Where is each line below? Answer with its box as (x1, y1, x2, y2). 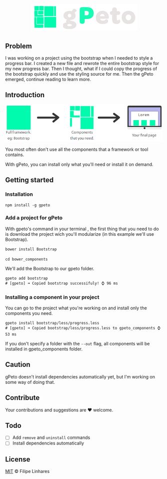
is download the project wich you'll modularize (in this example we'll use (5, 231, 154, 237)
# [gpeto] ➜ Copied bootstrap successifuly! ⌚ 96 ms (5, 281, 118, 286)
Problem (5, 42, 32, 50)
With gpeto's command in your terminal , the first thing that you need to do (5, 226, 159, 232)
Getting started (5, 176, 54, 184)
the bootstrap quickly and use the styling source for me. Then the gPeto (5, 71, 153, 77)
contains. (5, 152, 24, 158)
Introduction (5, 91, 45, 99)
